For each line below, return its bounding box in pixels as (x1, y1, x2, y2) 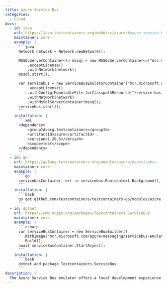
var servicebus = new (18, 81, 64, 86)
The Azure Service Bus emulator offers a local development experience (9, 275, 162, 281)
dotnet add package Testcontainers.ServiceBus (18, 262, 117, 267)
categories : (5, 12, 30, 17)
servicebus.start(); (18, 104, 61, 109)
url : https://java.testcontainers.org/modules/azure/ (14, 30, 128, 35)
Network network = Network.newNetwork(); (18, 49, 106, 54)
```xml (18, 118, 32, 123)
